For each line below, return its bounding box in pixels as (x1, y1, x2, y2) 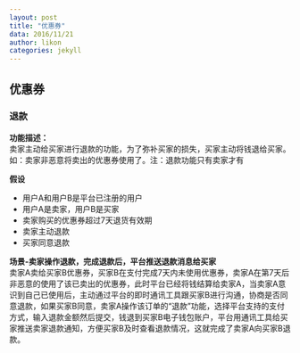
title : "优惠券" (9, 21, 66, 30)
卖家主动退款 (21, 226, 70, 236)
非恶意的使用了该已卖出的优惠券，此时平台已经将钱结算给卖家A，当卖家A (9, 278, 279, 289)
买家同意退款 (21, 237, 70, 248)
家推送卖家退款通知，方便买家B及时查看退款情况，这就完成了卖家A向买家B (9, 323, 283, 333)
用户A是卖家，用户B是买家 (21, 203, 120, 214)
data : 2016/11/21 (9, 29, 74, 38)
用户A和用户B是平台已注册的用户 (21, 193, 143, 203)
